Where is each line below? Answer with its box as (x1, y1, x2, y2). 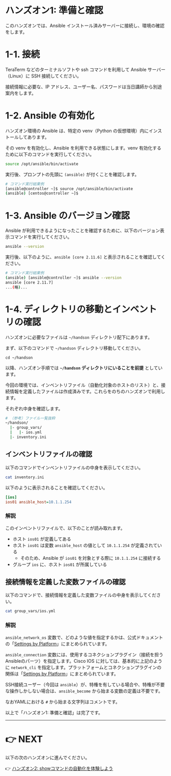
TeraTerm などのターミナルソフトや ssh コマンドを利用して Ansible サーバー (5, 66, 166, 72)
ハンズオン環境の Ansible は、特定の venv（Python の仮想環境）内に (5, 127, 149, 134)
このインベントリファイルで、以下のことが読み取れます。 (5, 525, 126, 531)
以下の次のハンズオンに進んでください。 (5, 754, 90, 760)
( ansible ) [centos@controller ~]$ (5, 191, 79, 196)
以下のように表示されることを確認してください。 (5, 484, 108, 490)
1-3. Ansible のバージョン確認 (5, 210, 130, 221)
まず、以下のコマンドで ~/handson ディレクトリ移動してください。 (5, 345, 144, 351)
